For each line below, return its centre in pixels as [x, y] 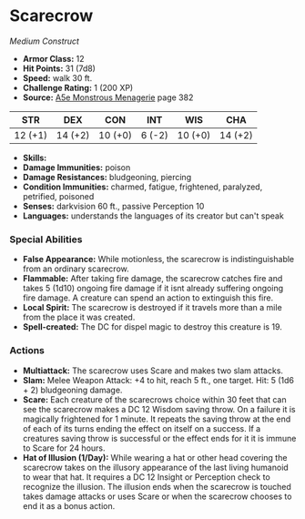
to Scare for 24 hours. [64, 448]
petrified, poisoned [58, 196]
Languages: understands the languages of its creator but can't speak [153, 216]
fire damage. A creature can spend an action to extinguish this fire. [148, 298]
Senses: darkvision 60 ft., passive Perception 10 [113, 206]
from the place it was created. [79, 317]
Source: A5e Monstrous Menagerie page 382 [108, 97]
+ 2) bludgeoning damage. [72, 390]
